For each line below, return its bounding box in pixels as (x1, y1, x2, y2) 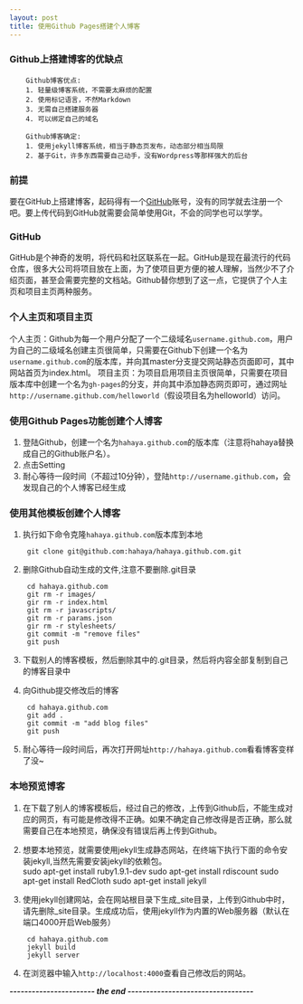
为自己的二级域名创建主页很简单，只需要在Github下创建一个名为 (9, 345, 249, 355)
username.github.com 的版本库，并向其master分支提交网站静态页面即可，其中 (9, 355, 295, 366)
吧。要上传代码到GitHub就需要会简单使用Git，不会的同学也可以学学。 (9, 207, 269, 218)
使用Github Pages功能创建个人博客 (9, 414, 163, 427)
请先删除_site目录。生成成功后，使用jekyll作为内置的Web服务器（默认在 (22, 905, 290, 916)
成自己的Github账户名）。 (22, 448, 116, 459)
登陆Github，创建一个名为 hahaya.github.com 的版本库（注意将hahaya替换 (22, 436, 294, 448)
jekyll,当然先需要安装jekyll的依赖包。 (30, 856, 167, 867)
